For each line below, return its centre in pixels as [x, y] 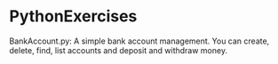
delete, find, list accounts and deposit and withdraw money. [119, 50]
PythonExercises [73, 16]
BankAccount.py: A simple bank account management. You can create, [139, 41]
